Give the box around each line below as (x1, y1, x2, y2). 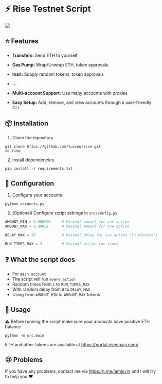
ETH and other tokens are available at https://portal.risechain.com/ (5, 341, 139, 347)
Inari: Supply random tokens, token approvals (12, 71, 104, 77)
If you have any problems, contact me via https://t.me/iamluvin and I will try (5, 368, 156, 374)
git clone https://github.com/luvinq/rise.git (5, 144, 101, 149)
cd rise (5, 148, 21, 153)
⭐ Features (5, 37, 39, 46)
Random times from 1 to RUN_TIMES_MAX (12, 281, 90, 287)
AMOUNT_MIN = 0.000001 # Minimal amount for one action (5, 219, 130, 224)
